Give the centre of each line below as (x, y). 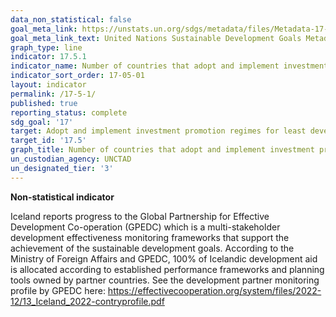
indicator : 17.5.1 (48, 57)
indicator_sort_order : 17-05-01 (77, 76)
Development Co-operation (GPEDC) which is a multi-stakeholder (145, 227)
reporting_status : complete (69, 112)
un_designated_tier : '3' (62, 168)
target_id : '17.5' (48, 141)
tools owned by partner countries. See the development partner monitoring (165, 280)
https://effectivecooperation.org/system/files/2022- (214, 290)
